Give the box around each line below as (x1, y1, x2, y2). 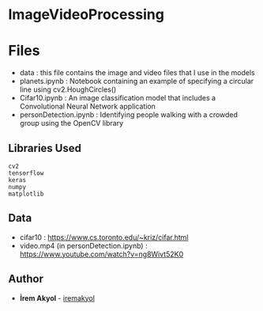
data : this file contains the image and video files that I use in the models (19, 68, 255, 78)
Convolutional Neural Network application (19, 101, 156, 112)
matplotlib (8, 190, 44, 198)
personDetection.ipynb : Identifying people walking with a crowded (19, 110, 239, 119)
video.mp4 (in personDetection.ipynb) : (19, 241, 148, 250)
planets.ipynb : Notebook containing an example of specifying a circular (19, 77, 254, 86)
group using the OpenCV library (19, 119, 124, 128)
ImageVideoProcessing (8, 6, 164, 24)
